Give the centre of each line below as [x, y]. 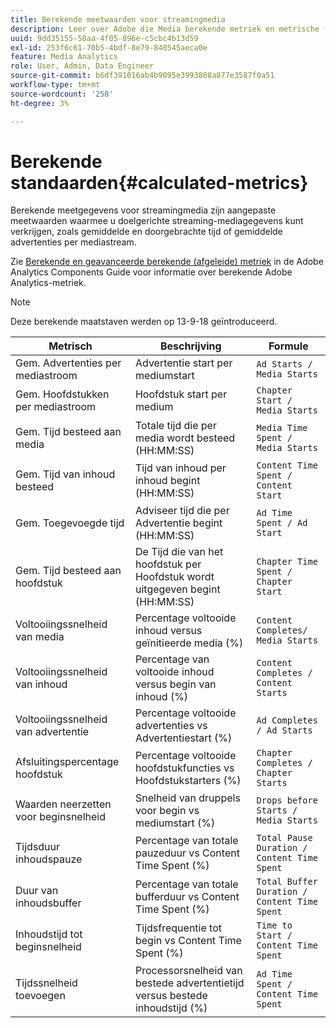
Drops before [287, 800]
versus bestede [171, 996]
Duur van [37, 891]
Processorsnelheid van [188, 971]
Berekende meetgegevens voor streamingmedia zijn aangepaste [143, 210]
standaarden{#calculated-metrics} [159, 182]
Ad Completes [287, 720]
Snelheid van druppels [187, 798]
